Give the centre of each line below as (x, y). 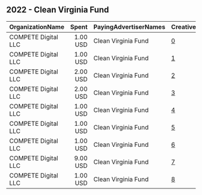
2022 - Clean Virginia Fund (58, 10)
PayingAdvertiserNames (129, 26)
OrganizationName (37, 26)
